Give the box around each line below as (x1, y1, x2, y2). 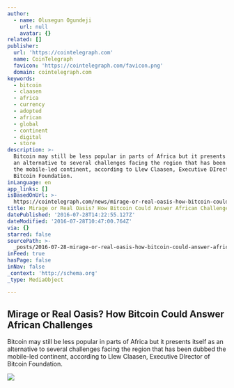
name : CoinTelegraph (13, 56, 73, 63)
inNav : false (7, 263, 45, 270)
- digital (13, 133, 42, 140)
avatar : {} (19, 29, 52, 37)
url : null (19, 23, 49, 30)
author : (7, 10, 30, 17)
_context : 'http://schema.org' (7, 269, 98, 276)
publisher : (7, 43, 39, 50)
